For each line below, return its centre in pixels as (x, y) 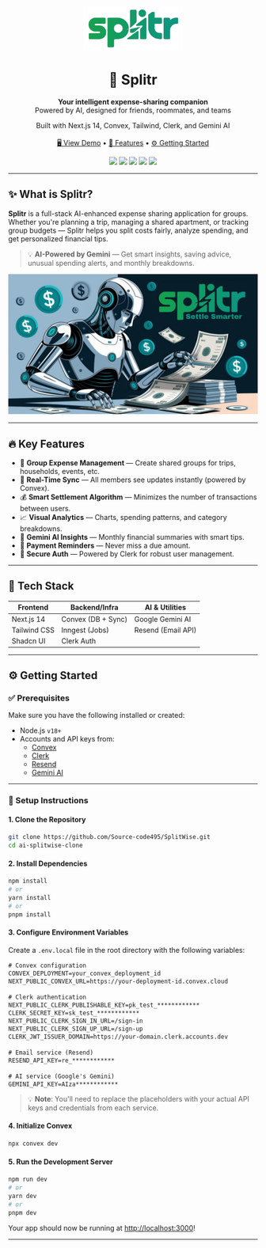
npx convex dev (33, 1144)
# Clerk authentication (47, 997)
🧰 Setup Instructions (48, 801)
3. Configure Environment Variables (68, 932)
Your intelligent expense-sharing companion (133, 101)
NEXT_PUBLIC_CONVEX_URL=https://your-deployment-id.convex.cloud (118, 981)
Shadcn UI (28, 641)
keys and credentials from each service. (93, 1108)
